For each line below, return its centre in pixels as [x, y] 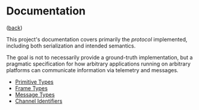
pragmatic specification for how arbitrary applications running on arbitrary [99, 64]
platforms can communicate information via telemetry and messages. [93, 70]
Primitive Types [34, 82]
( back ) [14, 28]
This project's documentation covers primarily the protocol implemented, [97, 39]
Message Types [35, 94]
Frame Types [31, 88]
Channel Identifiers [39, 101]
